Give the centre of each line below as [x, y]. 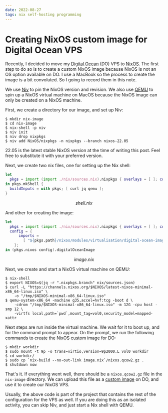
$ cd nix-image [21, 123]
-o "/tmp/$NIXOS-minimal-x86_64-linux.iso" [60, 296]
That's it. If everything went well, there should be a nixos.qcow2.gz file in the [84, 374]
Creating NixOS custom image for [76, 39]
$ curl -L [15, 287]
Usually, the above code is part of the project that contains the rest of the [81, 394]
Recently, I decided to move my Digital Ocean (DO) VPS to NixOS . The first [82, 64]
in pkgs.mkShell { [24, 184]
